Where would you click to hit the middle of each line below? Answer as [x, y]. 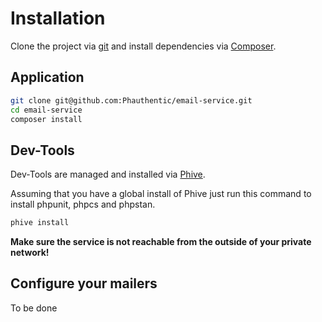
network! [30, 253]
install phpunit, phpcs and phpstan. [83, 204]
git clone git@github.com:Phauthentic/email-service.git [131, 100]
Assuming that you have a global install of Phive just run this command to [161, 194]
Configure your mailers [84, 283]
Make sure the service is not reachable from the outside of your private [161, 242]
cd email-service [46, 110]
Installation [58, 18]
